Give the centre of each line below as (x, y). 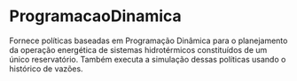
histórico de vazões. (46, 69)
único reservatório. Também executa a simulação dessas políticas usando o (148, 59)
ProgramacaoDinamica (95, 16)
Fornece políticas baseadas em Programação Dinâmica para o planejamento (148, 40)
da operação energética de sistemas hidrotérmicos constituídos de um (138, 49)
